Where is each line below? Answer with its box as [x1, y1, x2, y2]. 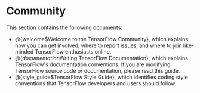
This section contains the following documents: [6, 24, 122, 31]
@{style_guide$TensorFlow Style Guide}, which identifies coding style [14, 73, 188, 80]
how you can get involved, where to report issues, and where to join [14, 42, 182, 49]
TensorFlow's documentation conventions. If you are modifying [14, 61, 171, 68]
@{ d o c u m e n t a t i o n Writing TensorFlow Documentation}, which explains [14, 54, 188, 61]
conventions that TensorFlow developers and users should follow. [14, 79, 177, 87]
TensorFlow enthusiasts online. [35, 48, 112, 55]
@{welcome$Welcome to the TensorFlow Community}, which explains [14, 35, 189, 42]
